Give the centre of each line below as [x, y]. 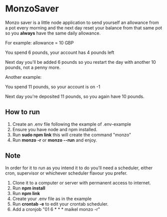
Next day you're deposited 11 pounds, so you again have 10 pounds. [75, 96]
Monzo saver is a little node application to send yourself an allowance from [82, 22]
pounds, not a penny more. [33, 67]
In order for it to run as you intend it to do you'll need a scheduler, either [79, 168]
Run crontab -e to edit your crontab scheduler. [60, 204]
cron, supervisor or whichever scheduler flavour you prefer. [67, 173]
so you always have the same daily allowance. [53, 33]
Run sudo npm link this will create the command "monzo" [72, 135]
